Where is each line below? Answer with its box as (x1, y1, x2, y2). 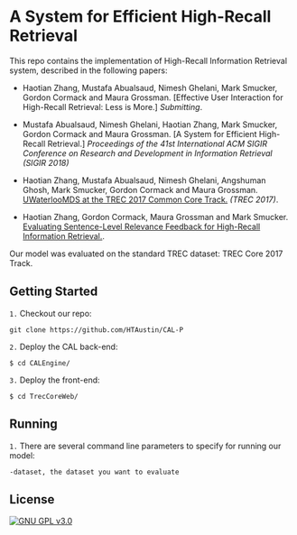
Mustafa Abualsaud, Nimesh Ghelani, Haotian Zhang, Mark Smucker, (22, 119, 278, 130)
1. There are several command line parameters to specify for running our (9, 440, 282, 451)
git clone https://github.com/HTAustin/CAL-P (9, 325, 183, 335)
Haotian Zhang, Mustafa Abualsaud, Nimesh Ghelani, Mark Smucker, (22, 82, 278, 93)
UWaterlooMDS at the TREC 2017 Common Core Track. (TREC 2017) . (22, 194, 279, 205)
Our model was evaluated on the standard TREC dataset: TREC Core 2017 (9, 248, 283, 259)
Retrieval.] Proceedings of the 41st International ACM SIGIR (47, 138, 268, 149)
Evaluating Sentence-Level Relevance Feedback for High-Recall (22, 221, 261, 232)
